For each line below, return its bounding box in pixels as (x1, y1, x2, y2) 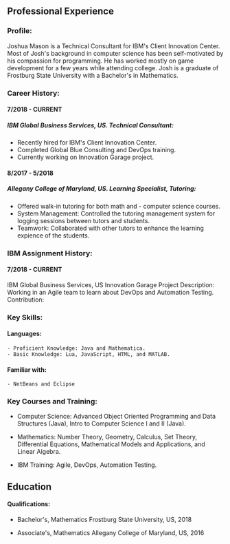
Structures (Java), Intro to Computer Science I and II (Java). (16, 419, 187, 428)
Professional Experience (7, 6, 115, 17)
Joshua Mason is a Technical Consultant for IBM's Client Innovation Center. (7, 41, 220, 50)
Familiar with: (7, 365, 47, 374)
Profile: (7, 26, 32, 36)
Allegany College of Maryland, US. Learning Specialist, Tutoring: (7, 185, 196, 193)
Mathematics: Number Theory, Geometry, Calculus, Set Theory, (16, 433, 198, 441)
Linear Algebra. (16, 448, 61, 456)
